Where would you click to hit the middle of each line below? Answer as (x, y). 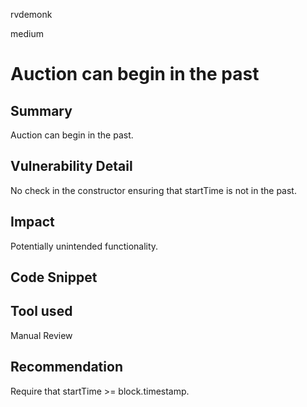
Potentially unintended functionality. (84, 246)
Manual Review (41, 335)
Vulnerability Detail (71, 166)
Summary (41, 110)
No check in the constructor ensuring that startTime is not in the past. (153, 190)
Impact (32, 222)
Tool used (41, 311)
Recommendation (66, 367)
